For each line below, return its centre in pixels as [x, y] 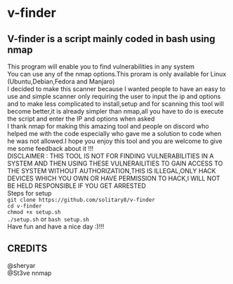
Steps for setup [29, 193]
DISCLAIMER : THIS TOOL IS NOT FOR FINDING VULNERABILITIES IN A [111, 156]
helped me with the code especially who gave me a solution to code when [114, 134]
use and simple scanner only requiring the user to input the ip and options [114, 96]
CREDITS [27, 249]
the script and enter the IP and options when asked [81, 119]
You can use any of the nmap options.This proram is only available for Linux [117, 74]
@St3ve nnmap [29, 273]
